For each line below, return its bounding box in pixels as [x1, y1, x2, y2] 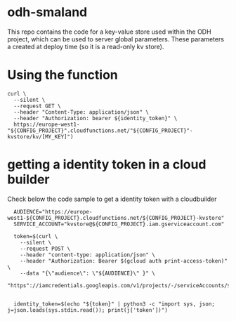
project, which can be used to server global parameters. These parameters [7, 34, 225, 43]
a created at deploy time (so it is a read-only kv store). [7, 42, 164, 51]
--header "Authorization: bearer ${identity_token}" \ [13, 114, 178, 122]
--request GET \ [13, 103, 61, 110]
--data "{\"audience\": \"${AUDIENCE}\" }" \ [20, 270, 156, 277]
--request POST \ [20, 245, 71, 252]
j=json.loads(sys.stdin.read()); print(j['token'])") [7, 306, 169, 313]
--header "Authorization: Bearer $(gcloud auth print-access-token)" [20, 257, 228, 264]
